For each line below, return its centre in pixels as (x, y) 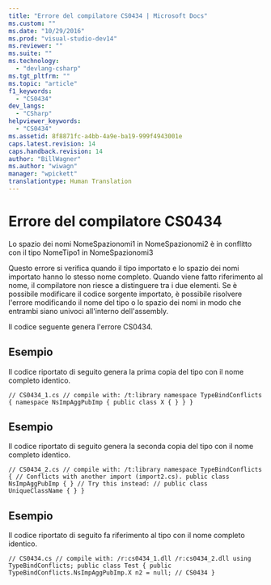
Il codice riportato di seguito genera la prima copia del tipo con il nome (126, 371)
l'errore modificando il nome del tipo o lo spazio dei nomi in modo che (125, 302)
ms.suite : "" (30, 53)
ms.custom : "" (32, 23)
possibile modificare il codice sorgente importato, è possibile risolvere (125, 294)
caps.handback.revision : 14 (56, 151)
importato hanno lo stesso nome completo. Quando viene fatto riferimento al (136, 277)
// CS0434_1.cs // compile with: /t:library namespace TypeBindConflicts (135, 395)
